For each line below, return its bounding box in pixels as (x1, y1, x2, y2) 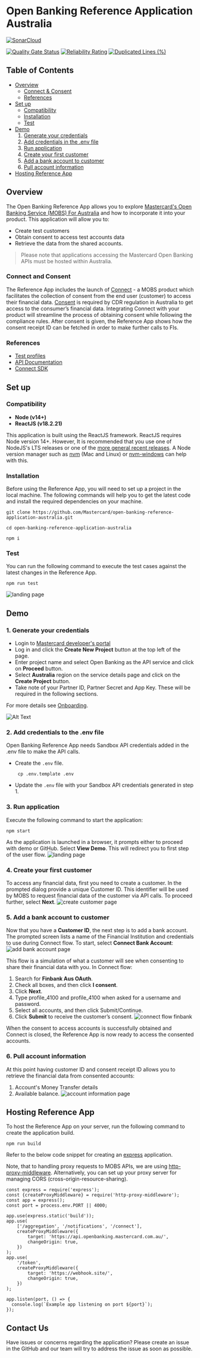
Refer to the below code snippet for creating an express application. (6, 1151, 173, 1158)
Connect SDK (14, 365, 49, 372)
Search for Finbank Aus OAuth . (14, 975, 93, 982)
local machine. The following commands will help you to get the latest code (6, 491, 191, 499)
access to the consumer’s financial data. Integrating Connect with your (6, 305, 180, 312)
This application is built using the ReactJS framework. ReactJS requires (6, 431, 182, 438)
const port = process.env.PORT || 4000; (6, 1203, 108, 1209)
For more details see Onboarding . (6, 702, 88, 709)
